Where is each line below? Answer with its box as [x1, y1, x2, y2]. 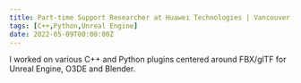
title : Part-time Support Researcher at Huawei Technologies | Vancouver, [9, 12, 295, 22]
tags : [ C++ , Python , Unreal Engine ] [9, 21, 139, 30]
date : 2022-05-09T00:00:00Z [9, 29, 115, 38]
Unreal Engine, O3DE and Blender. [9, 63, 136, 74]
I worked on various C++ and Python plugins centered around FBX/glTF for [9, 54, 287, 65]
